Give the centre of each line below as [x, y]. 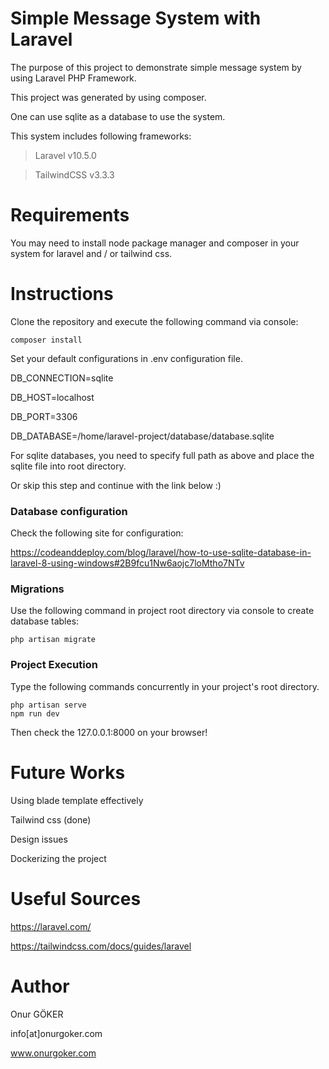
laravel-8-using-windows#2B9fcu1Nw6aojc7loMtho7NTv [127, 563]
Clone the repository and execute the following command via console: [154, 321]
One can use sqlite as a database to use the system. [118, 116]
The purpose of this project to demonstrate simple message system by [156, 67]
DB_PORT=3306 [44, 416]
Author [40, 986]
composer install [46, 340]
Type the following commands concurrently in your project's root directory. [165, 686]
